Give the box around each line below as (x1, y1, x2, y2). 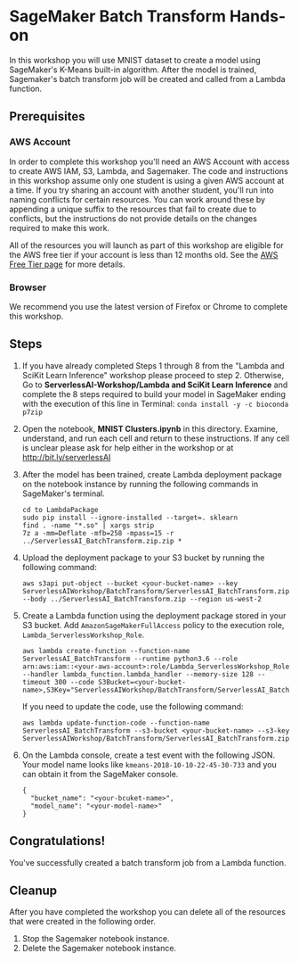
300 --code (54, 677, 95, 686)
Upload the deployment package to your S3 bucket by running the (21, 551, 265, 563)
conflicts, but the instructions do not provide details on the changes (9, 212, 258, 224)
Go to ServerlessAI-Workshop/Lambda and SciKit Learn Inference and (21, 379, 288, 390)
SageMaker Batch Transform (9, 6, 227, 27)
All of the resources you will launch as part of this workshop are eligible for (9, 239, 285, 251)
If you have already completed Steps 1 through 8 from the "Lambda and (21, 360, 285, 371)
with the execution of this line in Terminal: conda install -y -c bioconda (21, 398, 289, 409)
